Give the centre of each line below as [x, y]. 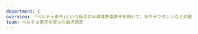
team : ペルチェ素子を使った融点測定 [45, 22]
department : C [24, 11]
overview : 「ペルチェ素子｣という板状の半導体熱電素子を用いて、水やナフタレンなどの [97, 17]
